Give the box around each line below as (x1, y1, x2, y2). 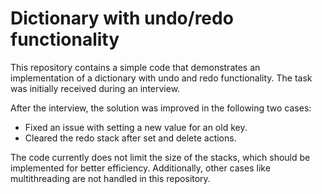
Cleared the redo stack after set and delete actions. (24, 132, 237, 144)
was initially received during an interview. (10, 82, 181, 94)
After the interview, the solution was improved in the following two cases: (10, 102, 312, 114)
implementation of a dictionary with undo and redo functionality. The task (10, 72, 313, 84)
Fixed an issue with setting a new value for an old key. (24, 121, 248, 133)
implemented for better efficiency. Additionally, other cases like (10, 162, 271, 174)
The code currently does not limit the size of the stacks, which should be (10, 151, 311, 163)
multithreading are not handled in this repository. (10, 172, 211, 184)
